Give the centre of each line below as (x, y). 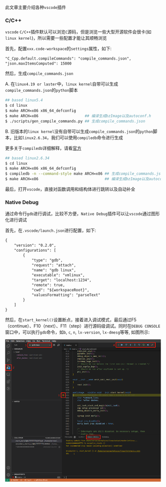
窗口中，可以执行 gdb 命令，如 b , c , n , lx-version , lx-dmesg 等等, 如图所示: (77, 332)
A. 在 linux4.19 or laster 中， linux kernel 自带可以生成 (62, 84)
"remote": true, (48, 285)
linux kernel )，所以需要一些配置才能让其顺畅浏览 (56, 38)
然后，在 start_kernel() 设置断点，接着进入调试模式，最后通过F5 (71, 320)
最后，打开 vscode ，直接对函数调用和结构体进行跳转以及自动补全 (70, 189)
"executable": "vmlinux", (58, 275)
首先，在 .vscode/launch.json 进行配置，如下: (51, 230)
